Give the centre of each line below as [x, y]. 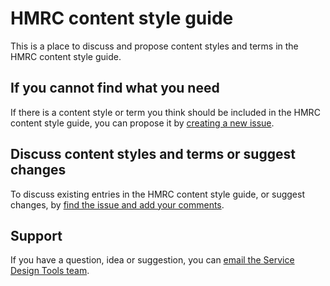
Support [36, 235]
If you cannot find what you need [115, 88]
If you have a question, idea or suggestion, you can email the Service [152, 260]
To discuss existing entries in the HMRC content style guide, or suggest [158, 194]
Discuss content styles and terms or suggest [153, 154]
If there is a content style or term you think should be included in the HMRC [165, 112]
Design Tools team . [50, 271]
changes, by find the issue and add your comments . [117, 204]
